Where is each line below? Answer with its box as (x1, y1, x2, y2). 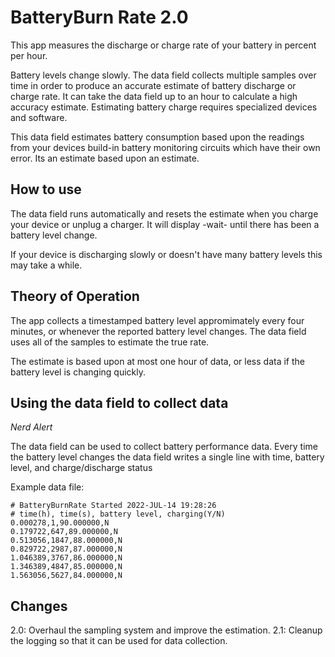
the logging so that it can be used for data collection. (10, 635, 228, 647)
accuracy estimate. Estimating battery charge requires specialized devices (10, 101, 318, 113)
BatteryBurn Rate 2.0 (10, 6, 189, 29)
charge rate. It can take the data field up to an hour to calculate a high (10, 90, 298, 102)
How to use (10, 181, 82, 198)
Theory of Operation (10, 288, 140, 305)
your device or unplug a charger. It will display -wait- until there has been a (10, 218, 320, 230)
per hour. (10, 49, 48, 61)
